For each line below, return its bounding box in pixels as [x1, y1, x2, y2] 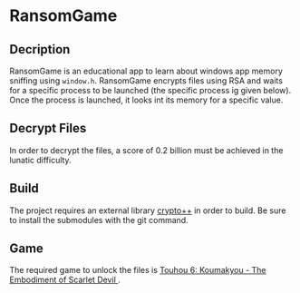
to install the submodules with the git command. [9, 214, 189, 225]
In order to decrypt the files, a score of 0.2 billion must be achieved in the [9, 144, 284, 155]
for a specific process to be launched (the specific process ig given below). [9, 85, 292, 95]
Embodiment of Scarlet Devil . [9, 274, 121, 286]
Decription [9, 42, 71, 57]
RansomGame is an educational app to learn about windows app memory [9, 65, 284, 76]
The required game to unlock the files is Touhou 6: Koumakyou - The [9, 265, 266, 276]
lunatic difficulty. [9, 154, 72, 165]
